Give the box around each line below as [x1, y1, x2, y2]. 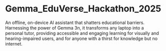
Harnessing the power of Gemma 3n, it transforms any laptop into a [5, 24, 144, 30]
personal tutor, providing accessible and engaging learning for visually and [5, 30, 159, 36]
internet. [5, 40, 22, 46]
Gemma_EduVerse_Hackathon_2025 [5, 3, 161, 14]
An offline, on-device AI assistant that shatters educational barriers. [5, 19, 145, 25]
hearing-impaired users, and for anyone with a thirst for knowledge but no [5, 35, 158, 41]
